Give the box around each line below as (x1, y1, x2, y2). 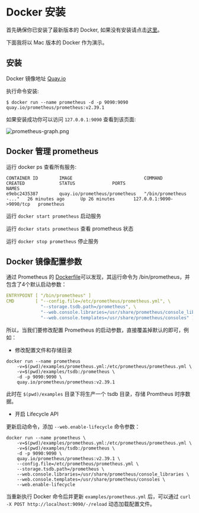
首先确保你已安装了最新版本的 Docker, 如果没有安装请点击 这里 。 (6, 26, 163, 33)
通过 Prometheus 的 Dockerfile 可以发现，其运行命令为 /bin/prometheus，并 (6, 273, 191, 281)
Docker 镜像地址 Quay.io (6, 75, 66, 82)
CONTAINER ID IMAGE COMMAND (6, 175, 163, 181)
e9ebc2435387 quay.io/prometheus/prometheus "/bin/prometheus (6, 191, 187, 197)
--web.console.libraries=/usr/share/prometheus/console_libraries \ (17, 471, 190, 477)
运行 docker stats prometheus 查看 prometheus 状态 (6, 225, 134, 232)
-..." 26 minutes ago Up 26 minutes (6, 196, 115, 202)
